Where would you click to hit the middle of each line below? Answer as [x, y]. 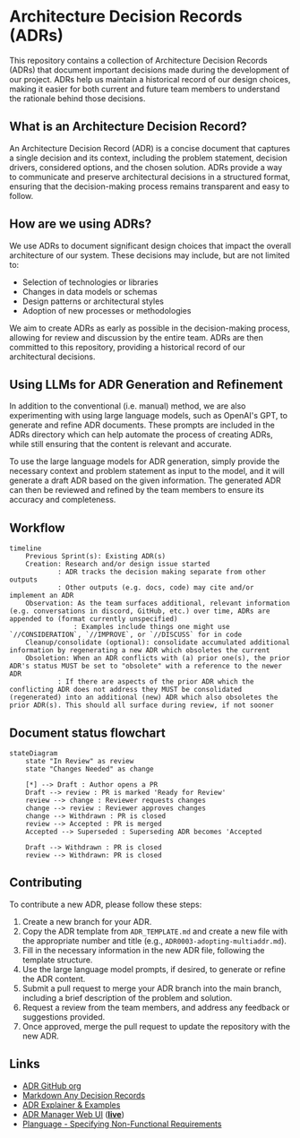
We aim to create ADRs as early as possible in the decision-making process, [150, 328]
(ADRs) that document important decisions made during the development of [149, 70]
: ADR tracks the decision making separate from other [162, 572]
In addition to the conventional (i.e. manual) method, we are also [128, 406]
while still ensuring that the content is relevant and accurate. [120, 444]
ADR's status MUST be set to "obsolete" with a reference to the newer [146, 666]
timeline [26, 548]
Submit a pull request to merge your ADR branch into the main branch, [152, 988]
